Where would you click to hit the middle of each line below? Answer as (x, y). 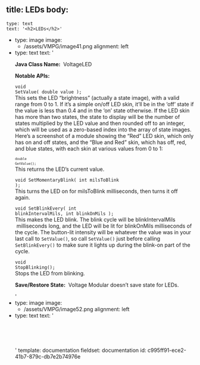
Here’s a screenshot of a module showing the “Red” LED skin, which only (104, 136)
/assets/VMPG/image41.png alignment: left (76, 46)
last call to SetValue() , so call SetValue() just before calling (87, 238)
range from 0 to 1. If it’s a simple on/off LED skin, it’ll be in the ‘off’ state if (104, 104)
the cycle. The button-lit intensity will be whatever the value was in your (103, 232)
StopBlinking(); (35, 267)
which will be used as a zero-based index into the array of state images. (103, 129)
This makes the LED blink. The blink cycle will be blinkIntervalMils (95, 219)
